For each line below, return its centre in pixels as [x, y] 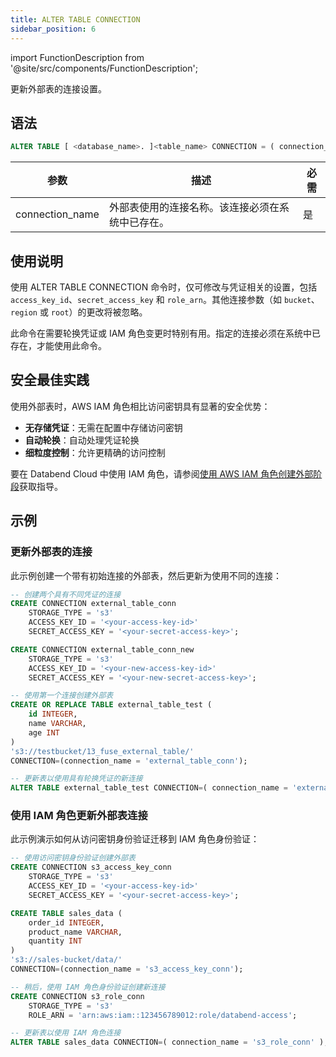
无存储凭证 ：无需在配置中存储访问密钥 [103, 427]
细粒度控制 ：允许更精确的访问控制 [95, 452]
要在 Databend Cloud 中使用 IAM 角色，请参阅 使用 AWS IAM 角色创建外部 [162, 473]
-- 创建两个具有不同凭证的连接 [66, 594]
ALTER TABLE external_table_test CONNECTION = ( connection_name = [149, 788]
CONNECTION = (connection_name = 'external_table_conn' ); [129, 761]
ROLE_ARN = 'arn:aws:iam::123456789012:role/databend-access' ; [163, 1015]
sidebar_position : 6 [53, 29]
